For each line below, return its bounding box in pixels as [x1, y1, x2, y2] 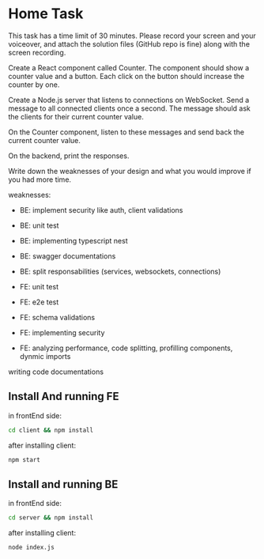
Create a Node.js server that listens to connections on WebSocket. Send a [8, 95, 250, 104]
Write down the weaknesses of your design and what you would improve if [8, 166, 251, 176]
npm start [8, 455, 41, 463]
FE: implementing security [19, 327, 105, 337]
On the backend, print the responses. [8, 151, 130, 161]
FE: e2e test [19, 297, 59, 307]
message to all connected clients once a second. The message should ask [8, 104, 251, 113]
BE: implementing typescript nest [19, 236, 128, 245]
